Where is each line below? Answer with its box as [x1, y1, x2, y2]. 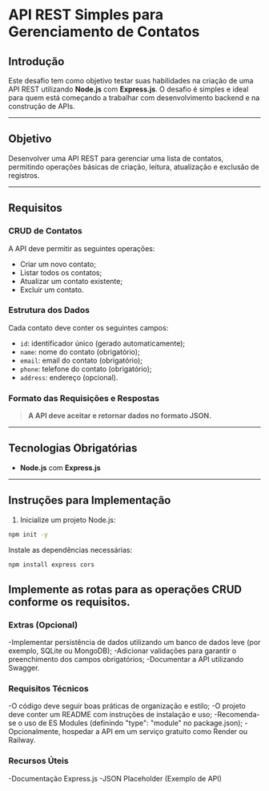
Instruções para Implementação [8, 493, 171, 507]
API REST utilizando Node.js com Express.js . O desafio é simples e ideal [8, 84, 249, 94]
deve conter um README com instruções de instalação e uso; [8, 710, 213, 720]
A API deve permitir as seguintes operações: [8, 243, 155, 254]
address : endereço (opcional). [19, 372, 118, 382]
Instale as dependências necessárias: [8, 545, 133, 554]
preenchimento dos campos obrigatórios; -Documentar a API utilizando [8, 655, 244, 664]
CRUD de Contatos [8, 225, 82, 237]
